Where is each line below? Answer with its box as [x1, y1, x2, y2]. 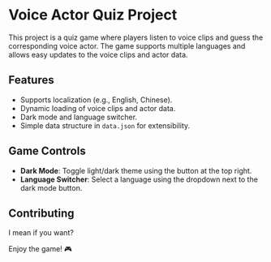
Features [8, 73, 54, 87]
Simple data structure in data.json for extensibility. [19, 120, 191, 131]
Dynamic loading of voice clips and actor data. [19, 103, 176, 113]
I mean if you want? [8, 228, 75, 238]
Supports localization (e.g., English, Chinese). [19, 95, 173, 105]
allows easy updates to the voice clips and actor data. [8, 49, 188, 59]
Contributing [8, 206, 75, 220]
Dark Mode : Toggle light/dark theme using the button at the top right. [19, 165, 252, 175]
